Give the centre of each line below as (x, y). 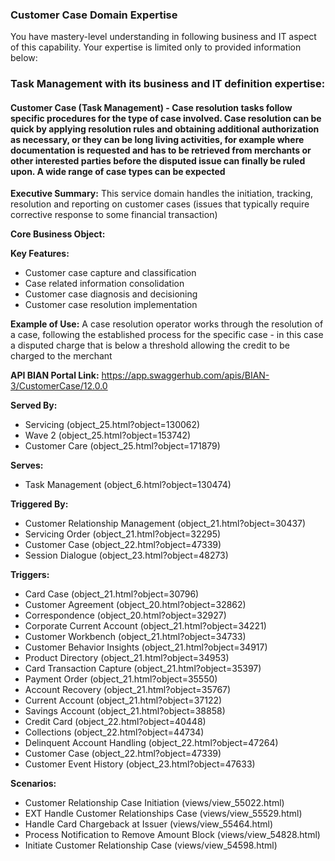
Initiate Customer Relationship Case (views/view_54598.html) (151, 845)
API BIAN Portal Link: (55, 375)
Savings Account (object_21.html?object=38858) (125, 711)
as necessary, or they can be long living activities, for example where (157, 139)
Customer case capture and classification (110, 273)
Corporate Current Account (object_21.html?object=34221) (145, 626)
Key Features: (40, 254)
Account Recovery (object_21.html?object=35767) (128, 690)
